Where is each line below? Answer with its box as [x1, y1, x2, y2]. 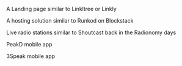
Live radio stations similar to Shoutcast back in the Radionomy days [6, 29, 177, 36]
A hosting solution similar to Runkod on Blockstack [6, 17, 134, 24]
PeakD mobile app [6, 41, 53, 48]
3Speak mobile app [6, 53, 56, 60]
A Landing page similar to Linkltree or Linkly [6, 5, 117, 12]
